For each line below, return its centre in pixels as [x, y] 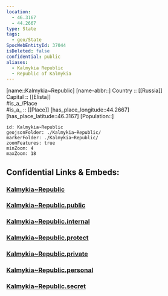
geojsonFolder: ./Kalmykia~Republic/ [54, 133]
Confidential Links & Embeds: [63, 172]
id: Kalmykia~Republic [35, 127]
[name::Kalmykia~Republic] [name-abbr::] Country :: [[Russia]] [84, 90]
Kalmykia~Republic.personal [50, 270]
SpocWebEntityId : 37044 [36, 46]
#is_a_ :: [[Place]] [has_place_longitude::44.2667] [68, 110]
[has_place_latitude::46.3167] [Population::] [60, 116]
